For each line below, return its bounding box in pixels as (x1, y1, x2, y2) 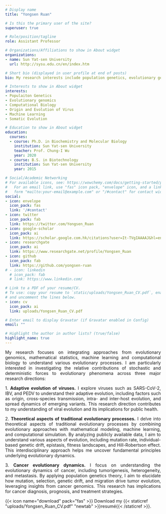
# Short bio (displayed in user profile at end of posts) (5, 70, 127, 76)
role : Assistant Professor (5, 39, 61, 44)
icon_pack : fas (9, 203, 41, 208)
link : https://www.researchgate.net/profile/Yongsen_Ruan (9, 249, 132, 254)
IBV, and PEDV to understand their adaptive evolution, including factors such (5, 390, 161, 396)
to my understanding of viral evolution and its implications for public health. (5, 406, 159, 412)
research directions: (5, 375, 46, 381)
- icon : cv (5, 299, 28, 304)
